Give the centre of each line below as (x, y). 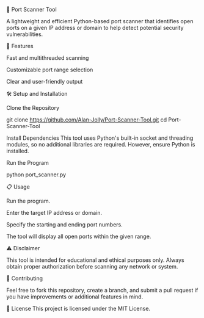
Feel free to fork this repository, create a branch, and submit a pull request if (102, 290)
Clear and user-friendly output (45, 81)
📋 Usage (18, 187)
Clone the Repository (33, 108)
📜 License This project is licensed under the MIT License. (78, 309)
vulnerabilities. (25, 34)
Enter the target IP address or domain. (54, 213)
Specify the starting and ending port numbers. (65, 225)
